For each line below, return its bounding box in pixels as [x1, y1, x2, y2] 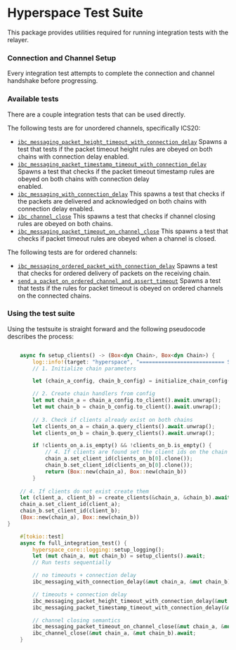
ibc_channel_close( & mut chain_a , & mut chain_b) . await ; [32, 630, 197, 637]
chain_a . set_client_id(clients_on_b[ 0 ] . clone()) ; [44, 455, 193, 463]
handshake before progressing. [7, 77, 98, 85]
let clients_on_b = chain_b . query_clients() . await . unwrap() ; [32, 430, 216, 437]
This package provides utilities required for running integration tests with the [7, 28, 229, 37]
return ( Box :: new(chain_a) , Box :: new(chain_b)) [44, 468, 188, 475]
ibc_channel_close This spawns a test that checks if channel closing [17, 212, 216, 220]
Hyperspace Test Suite [7, 5, 144, 21]
